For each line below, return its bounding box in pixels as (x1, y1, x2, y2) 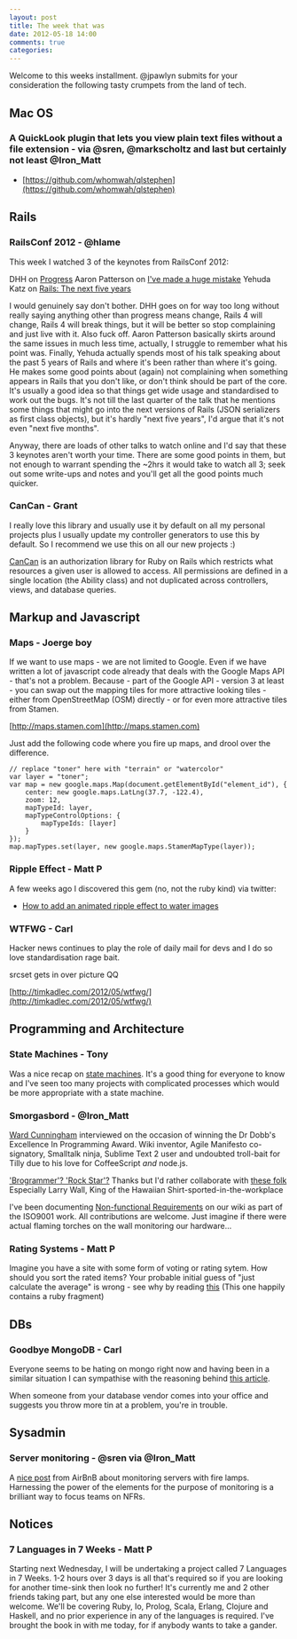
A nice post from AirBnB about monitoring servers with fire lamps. (9, 1472, 250, 1483)
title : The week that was (9, 21, 105, 30)
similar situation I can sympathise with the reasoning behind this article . (9, 1373, 270, 1384)
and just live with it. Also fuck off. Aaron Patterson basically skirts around (9, 328, 277, 339)
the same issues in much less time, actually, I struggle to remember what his (9, 338, 288, 349)
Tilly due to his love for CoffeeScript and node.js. (9, 1158, 189, 1169)
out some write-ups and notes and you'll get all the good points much (9, 468, 263, 479)
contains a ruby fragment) (9, 1291, 105, 1302)
